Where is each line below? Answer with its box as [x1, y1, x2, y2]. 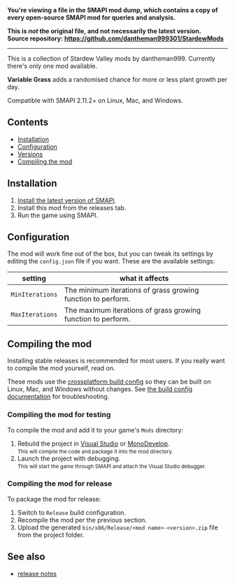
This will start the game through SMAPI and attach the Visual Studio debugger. [17, 462, 206, 470]
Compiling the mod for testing [7, 410, 111, 420]
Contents [7, 117, 49, 129]
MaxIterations [10, 311, 58, 319]
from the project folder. [17, 530, 85, 539]
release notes [17, 569, 57, 578]
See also [7, 551, 45, 563]
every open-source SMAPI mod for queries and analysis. [7, 13, 176, 22]
